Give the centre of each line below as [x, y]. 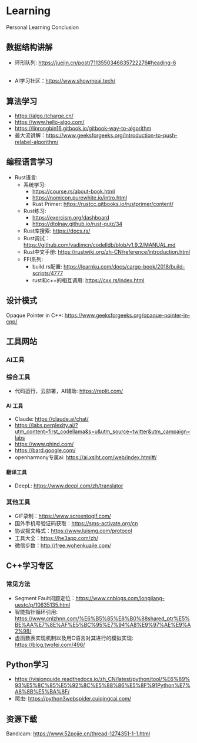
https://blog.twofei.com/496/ [50, 644]
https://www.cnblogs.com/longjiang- [120, 598]
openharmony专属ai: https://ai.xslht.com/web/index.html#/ [86, 457]
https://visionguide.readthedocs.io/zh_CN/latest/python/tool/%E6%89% [102, 679]
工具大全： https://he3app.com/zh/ [56, 538]
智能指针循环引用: [36, 611]
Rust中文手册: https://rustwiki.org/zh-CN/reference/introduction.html [106, 251]
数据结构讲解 [29, 48]
